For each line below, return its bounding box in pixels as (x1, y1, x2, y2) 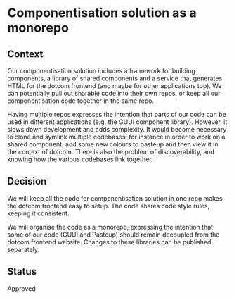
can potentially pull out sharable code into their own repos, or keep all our (7, 89, 221, 97)
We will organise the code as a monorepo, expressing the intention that (7, 223, 213, 231)
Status (7, 265, 37, 277)
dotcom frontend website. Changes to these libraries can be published (7, 237, 212, 246)
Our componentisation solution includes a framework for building (7, 67, 195, 75)
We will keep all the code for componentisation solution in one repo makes (7, 194, 223, 202)
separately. (7, 245, 40, 254)
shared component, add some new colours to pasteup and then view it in (7, 140, 219, 149)
